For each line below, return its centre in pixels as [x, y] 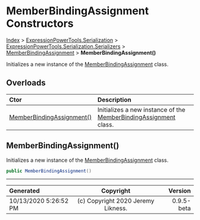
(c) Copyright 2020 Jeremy [116, 201]
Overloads [26, 83]
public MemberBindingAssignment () [49, 171]
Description [114, 99]
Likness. [116, 208]
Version [179, 191]
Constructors [40, 23]
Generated [24, 191]
